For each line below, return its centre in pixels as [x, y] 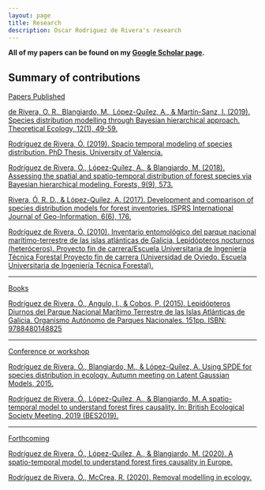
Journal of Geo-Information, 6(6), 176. [70, 217]
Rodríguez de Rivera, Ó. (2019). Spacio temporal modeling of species [120, 144]
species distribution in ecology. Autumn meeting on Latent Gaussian [119, 375]
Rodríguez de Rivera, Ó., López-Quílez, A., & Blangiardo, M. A [108, 399]
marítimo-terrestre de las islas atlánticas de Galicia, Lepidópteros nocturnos [131, 240]
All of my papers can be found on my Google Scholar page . [106, 53]
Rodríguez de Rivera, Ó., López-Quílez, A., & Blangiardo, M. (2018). [117, 168]
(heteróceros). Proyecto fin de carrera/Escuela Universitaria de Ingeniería [127, 249]
